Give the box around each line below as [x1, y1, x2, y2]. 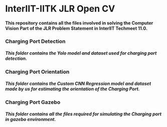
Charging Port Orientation [5, 68, 70, 75]
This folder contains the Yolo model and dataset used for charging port [5, 50, 157, 56]
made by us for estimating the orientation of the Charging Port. [5, 86, 140, 92]
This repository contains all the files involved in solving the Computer [5, 20, 153, 26]
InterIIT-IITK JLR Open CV [5, 3, 115, 15]
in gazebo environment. [5, 116, 56, 122]
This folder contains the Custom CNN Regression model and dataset [5, 81, 151, 87]
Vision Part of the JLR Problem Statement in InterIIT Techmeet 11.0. [5, 25, 148, 31]
